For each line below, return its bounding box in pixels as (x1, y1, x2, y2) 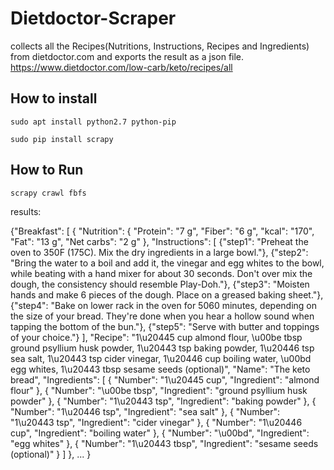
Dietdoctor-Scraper (10, 7, 177, 30)
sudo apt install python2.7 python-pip (10, 117, 177, 127)
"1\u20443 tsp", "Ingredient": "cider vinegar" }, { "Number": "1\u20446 (10, 416, 303, 428)
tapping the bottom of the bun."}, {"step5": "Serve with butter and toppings (10, 320, 320, 332)
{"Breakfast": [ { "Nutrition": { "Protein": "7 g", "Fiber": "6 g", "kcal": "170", (10, 225, 315, 237)
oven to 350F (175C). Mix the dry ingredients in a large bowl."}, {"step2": (10, 246, 309, 258)
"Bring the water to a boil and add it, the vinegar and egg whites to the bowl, (10, 257, 325, 269)
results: (10, 205, 42, 217)
